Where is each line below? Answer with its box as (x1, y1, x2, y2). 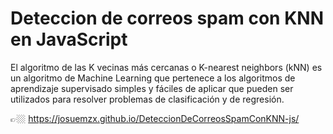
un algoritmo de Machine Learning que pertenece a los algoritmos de (10, 72, 296, 84)
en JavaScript (10, 28, 128, 51)
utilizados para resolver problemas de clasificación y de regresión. (10, 93, 285, 105)
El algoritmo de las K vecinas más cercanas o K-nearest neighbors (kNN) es (10, 61, 323, 73)
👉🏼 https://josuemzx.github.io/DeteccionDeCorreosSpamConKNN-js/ (10, 112, 300, 124)
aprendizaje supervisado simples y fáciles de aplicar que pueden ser (10, 82, 294, 94)
